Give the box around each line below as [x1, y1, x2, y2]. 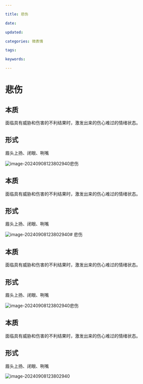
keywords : [5, 57, 26, 62]
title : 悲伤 [5, 11, 28, 16]
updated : [5, 29, 23, 35]
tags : [5, 48, 16, 53]
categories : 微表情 [5, 38, 43, 44]
